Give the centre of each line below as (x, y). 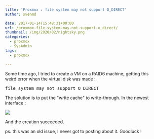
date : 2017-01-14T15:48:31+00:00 (39, 23)
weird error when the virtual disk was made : (50, 79)
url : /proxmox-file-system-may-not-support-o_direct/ (62, 28)
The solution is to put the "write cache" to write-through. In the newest (77, 98)
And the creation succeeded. (35, 122)
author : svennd (21, 14)
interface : (16, 103)
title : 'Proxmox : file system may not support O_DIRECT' (66, 10)
